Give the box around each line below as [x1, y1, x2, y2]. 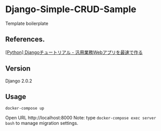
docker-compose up [5, 106, 44, 111]
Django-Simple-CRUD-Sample [5, 4, 137, 15]
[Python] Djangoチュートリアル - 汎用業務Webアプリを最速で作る [5, 49, 143, 55]
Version [5, 64, 31, 73]
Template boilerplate [5, 20, 48, 26]
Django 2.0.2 [5, 78, 32, 84]
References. [5, 35, 45, 44]
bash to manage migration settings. [5, 120, 78, 126]
